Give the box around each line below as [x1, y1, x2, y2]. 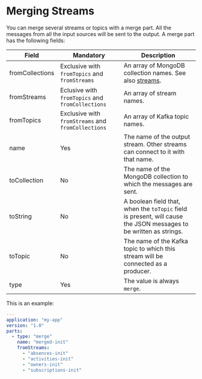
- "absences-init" [22, 350, 69, 357]
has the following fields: [6, 37, 66, 44]
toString [9, 212, 32, 220]
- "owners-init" [22, 362, 63, 368]
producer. [123, 267, 151, 275]
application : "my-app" [6, 317, 63, 323]
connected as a [123, 259, 167, 268]
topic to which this [123, 244, 176, 253]
